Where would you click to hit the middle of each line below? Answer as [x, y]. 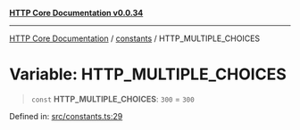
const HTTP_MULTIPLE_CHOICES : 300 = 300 [112, 99]
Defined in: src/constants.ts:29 [66, 116]
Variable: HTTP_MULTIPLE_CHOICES [148, 74]
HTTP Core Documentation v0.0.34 [76, 13]
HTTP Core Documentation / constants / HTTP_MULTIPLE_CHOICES [135, 38]
